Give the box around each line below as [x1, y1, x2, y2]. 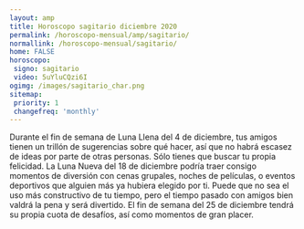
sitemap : [9, 89, 43, 99]
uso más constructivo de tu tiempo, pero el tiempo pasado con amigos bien [9, 190, 294, 201]
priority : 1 [13, 98, 59, 108]
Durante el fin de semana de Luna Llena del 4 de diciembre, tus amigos [9, 131, 278, 142]
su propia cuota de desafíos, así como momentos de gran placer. [9, 209, 254, 220]
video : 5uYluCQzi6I [13, 73, 89, 82]
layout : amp [9, 13, 55, 23]
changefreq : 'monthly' [13, 107, 100, 116]
